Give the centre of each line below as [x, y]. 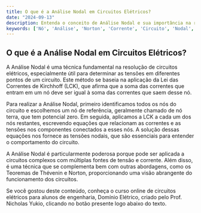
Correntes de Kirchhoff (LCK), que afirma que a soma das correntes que [95, 86]
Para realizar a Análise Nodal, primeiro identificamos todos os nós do [91, 104]
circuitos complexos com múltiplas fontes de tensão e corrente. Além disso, [100, 160]
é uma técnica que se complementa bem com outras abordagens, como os [99, 167]
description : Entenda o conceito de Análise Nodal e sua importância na [99, 23]
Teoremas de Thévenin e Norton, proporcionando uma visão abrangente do [99, 173]
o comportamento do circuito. [43, 142]
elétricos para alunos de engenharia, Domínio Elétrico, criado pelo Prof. [94, 197]
